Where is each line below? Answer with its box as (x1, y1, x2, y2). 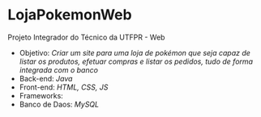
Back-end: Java (19, 73, 73, 83)
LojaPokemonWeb (7, 6, 132, 24)
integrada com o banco (19, 65, 99, 74)
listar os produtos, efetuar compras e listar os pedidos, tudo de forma (19, 56, 253, 66)
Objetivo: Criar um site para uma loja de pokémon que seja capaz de (19, 48, 250, 57)
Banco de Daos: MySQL (19, 99, 99, 109)
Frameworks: (19, 90, 64, 100)
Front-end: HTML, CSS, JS (19, 82, 109, 92)
